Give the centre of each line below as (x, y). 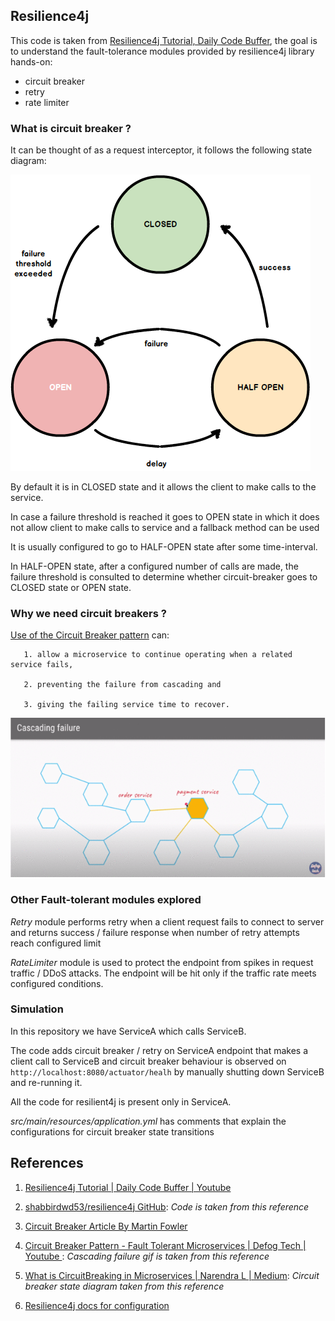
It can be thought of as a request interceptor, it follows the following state (161, 150)
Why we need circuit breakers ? (88, 614)
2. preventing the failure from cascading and (122, 685)
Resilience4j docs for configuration (97, 1305)
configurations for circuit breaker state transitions (112, 1131)
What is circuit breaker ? (71, 128)
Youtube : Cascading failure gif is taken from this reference (147, 1256)
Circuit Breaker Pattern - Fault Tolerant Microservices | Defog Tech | (165, 1245)
